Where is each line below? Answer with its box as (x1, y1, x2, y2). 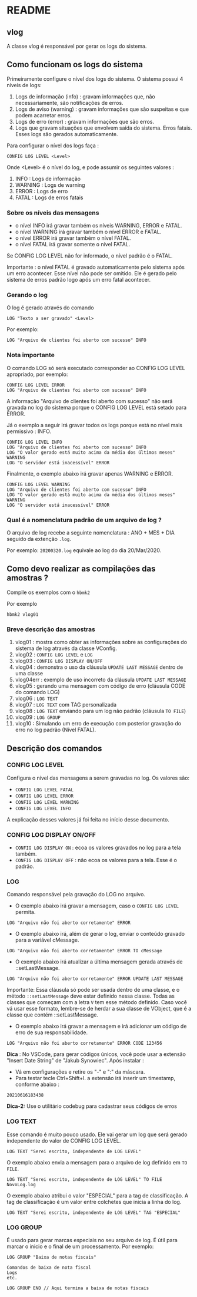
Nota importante (6, 351, 55, 359)
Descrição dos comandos (6, 743, 102, 753)
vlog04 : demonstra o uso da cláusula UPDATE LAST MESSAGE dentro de (15, 664, 183, 671)
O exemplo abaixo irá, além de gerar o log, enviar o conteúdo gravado (15, 930, 185, 938)
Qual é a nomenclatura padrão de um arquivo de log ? (6, 516, 162, 524)
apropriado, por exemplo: (6, 371, 68, 378)
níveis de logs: (6, 81, 42, 88)
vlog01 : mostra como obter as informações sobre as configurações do (15, 639, 188, 646)
